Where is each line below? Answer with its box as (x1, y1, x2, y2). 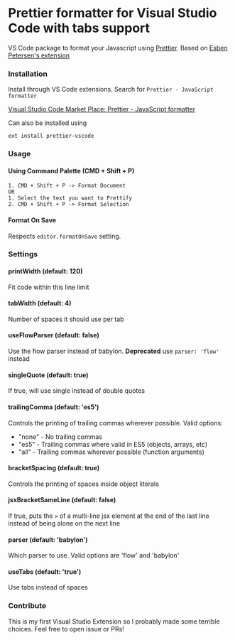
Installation (8, 69, 48, 79)
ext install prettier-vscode (8, 133, 94, 140)
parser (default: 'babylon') (8, 535, 88, 544)
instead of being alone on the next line (8, 519, 120, 527)
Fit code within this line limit (8, 283, 89, 291)
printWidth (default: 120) (8, 267, 83, 276)
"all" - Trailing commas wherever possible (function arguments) (18, 448, 205, 456)
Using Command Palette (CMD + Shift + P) (8, 166, 135, 175)
